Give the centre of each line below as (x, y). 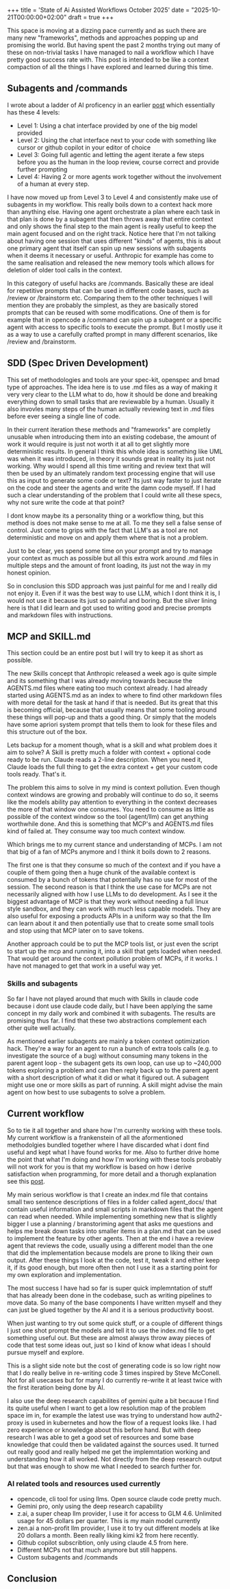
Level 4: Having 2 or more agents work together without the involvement (119, 176)
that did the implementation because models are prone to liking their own (110, 1253)
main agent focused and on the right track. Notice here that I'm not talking (112, 233)
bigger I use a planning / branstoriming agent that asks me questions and (110, 1223)
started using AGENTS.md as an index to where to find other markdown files (115, 695)
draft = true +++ (91, 17)
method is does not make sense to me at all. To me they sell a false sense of (115, 523)
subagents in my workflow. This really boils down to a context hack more (110, 204)
